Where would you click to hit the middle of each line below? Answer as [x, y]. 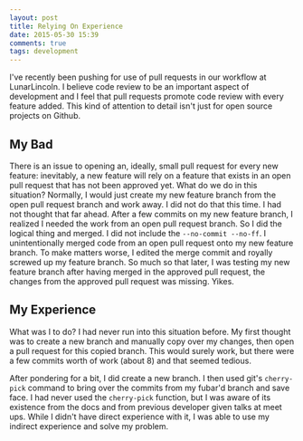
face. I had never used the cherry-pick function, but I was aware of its [140, 397]
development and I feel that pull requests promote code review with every [147, 97]
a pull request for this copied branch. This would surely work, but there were [152, 350]
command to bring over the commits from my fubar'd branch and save [159, 388]
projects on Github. [45, 116]
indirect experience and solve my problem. [89, 426]
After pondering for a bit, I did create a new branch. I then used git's [136, 378]
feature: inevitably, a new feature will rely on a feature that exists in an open [150, 175]
